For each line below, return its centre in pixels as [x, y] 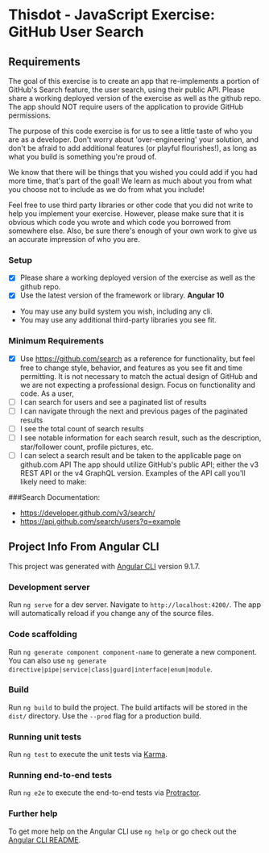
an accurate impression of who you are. [74, 239]
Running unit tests [45, 737]
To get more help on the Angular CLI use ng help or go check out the [122, 831]
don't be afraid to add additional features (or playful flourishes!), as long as [133, 148]
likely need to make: [53, 482]
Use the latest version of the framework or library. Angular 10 [122, 295]
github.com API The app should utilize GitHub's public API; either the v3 [139, 464]
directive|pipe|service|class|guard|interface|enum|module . [110, 669]
